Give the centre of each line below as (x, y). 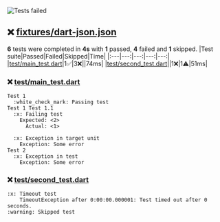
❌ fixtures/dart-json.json (62, 32)
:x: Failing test (38, 114)
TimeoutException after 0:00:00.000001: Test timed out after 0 (113, 200)
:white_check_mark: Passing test (61, 102)
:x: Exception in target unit (56, 139)
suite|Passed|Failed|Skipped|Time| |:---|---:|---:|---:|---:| (88, 56)
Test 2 (16, 151)
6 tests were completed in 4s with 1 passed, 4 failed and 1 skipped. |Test (110, 49)
